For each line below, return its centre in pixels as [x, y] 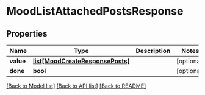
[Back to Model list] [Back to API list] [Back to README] [76, 86]
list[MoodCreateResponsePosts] [81, 61]
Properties [27, 34]
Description [153, 51]
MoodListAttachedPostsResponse [95, 11]
